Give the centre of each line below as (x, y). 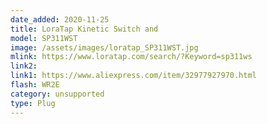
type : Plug (33, 103)
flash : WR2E (35, 85)
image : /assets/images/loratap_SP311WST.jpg (104, 47)
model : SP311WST (44, 38)
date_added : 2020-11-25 (60, 19)
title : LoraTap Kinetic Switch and (84, 29)
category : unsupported (57, 94)
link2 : (24, 66)
